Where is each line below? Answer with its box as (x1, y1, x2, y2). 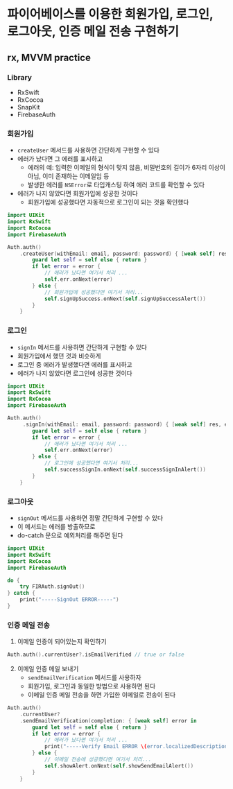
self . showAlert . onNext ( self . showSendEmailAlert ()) (44, 762, 194, 770)
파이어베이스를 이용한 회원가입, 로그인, (7, 6, 214, 22)
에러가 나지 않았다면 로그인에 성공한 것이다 (17, 369, 133, 377)
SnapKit (17, 103, 40, 111)
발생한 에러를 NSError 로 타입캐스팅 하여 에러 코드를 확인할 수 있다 (27, 181, 205, 189)
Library (7, 72, 33, 82)
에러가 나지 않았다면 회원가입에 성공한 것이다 (17, 189, 139, 198)
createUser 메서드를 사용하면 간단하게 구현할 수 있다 (17, 146, 159, 155)
